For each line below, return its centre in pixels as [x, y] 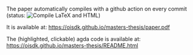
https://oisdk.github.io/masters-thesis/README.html [72, 46]
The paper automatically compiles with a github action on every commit [97, 9]
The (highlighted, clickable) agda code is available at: [74, 39]
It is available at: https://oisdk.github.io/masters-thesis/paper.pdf [88, 27]
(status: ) [54, 15]
